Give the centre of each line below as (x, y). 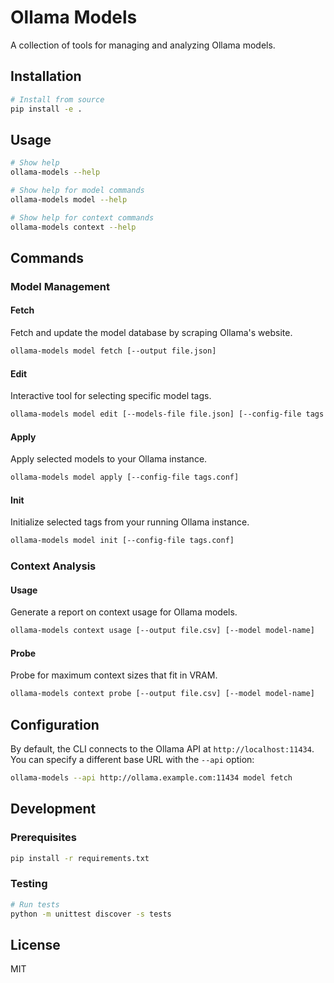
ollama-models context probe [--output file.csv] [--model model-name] (162, 694)
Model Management (60, 286)
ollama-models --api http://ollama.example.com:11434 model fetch (151, 778)
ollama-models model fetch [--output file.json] (113, 351)
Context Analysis (53, 566)
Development (53, 809)
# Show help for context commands (82, 217)
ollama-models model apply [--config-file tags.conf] (125, 477)
